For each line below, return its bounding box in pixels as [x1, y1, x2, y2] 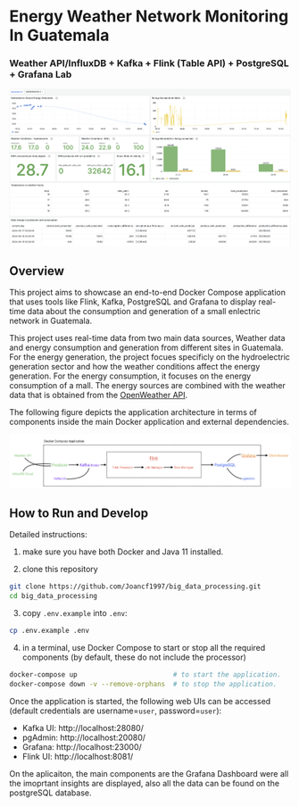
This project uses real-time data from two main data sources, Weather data [9, 333, 286, 344]
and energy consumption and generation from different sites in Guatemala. [9, 342, 284, 354]
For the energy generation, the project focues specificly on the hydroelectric [9, 352, 290, 362]
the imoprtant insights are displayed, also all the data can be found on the [9, 778, 279, 788]
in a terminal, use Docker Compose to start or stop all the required [21, 643, 266, 653]
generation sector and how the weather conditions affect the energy [9, 362, 261, 372]
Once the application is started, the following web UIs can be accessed [9, 695, 271, 706]
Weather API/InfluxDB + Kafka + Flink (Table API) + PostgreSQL [9, 57, 290, 70]
